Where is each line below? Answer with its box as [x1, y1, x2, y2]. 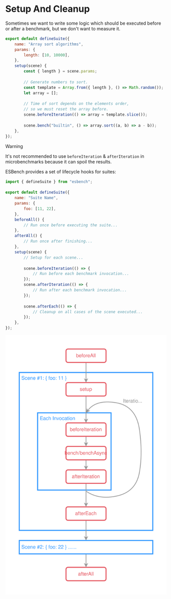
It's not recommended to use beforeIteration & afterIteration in [5, 153, 144, 159]
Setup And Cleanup [5, 3, 90, 15]
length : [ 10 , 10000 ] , [24, 52, 70, 58]
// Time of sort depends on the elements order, [24, 101, 130, 106]
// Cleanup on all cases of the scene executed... [32, 309, 143, 314]
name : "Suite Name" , [14, 195, 58, 201]
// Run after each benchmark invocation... [32, 287, 127, 293]
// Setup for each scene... [24, 255, 83, 260]
